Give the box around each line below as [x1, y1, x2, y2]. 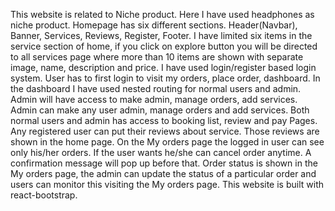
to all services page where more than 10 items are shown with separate [10, 51, 304, 63]
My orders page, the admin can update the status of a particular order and [10, 168, 317, 179]
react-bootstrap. [10, 189, 78, 201]
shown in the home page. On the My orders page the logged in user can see [10, 136, 325, 148]
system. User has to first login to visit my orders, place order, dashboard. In [10, 72, 321, 84]
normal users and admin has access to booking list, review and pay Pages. [10, 115, 318, 126]
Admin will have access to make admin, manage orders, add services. [10, 94, 298, 105]
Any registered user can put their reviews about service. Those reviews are [10, 125, 320, 137]
